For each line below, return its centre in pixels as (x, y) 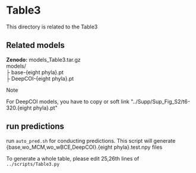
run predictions (35, 126)
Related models (36, 45)
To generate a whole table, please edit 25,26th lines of (73, 158)
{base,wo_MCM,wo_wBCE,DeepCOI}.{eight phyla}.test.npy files (84, 147)
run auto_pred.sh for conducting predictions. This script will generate (91, 140)
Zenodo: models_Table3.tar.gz (44, 59)
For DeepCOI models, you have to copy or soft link (68, 101)
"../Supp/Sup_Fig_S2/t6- (160, 101)
